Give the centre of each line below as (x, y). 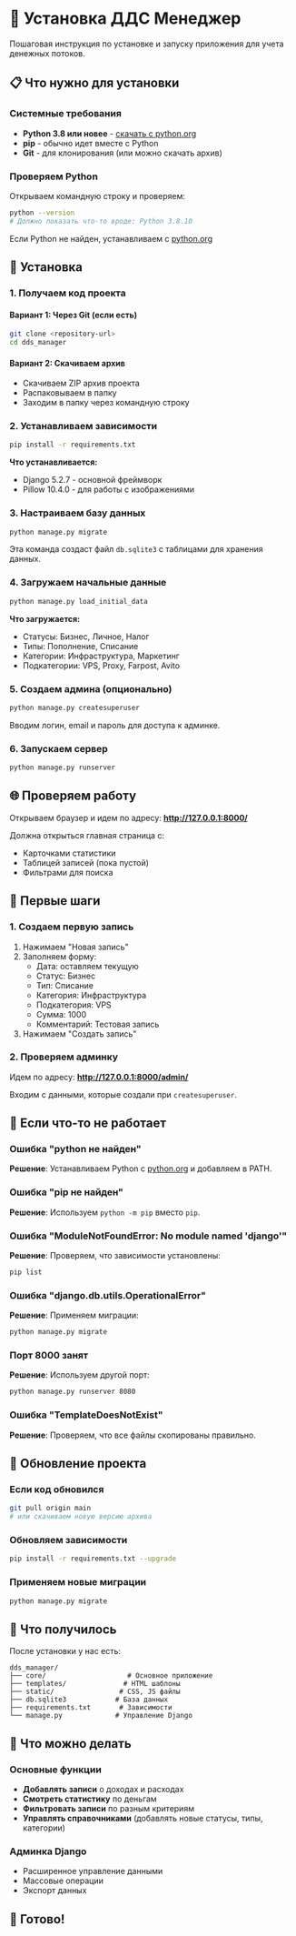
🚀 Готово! (37, 1919)
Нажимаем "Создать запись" (79, 1033)
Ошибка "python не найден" (75, 1149)
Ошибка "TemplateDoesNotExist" (86, 1415)
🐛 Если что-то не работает (88, 1123)
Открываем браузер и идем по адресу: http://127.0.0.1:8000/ (128, 818)
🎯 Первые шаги (55, 901)
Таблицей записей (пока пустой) (86, 862)
